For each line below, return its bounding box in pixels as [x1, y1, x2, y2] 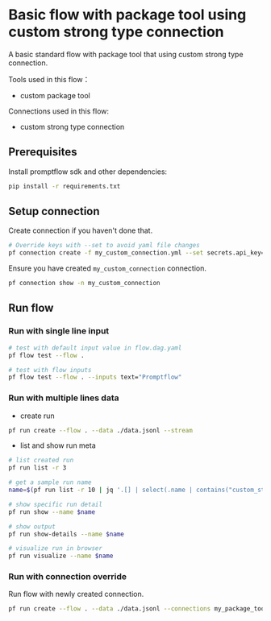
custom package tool [19, 90, 90, 100]
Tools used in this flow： [8, 74, 90, 84]
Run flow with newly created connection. [8, 590, 144, 599]
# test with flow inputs [8, 366, 92, 374]
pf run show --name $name [8, 507, 95, 516]
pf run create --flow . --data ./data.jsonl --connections [8, 605, 211, 613]
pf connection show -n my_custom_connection [8, 279, 161, 288]
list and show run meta [19, 441, 97, 450]
